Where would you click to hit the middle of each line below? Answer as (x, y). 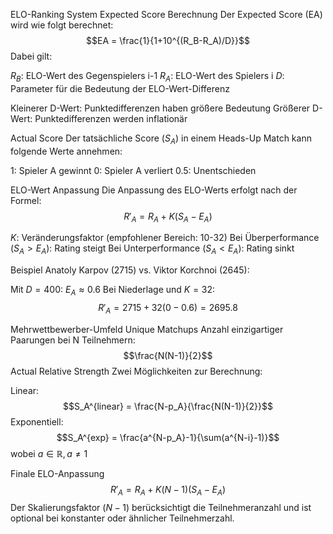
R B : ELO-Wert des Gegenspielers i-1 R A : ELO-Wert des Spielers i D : (147, 77)
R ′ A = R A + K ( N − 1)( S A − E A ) (168, 490)
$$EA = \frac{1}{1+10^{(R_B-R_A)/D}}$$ (168, 40)
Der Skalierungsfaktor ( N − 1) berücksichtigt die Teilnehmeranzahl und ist (161, 507)
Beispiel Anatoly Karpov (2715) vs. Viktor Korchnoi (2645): (130, 270)
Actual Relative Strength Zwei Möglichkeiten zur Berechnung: (136, 371)
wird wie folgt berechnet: (62, 25)
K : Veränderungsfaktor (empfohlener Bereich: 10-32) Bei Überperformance (165, 238)
